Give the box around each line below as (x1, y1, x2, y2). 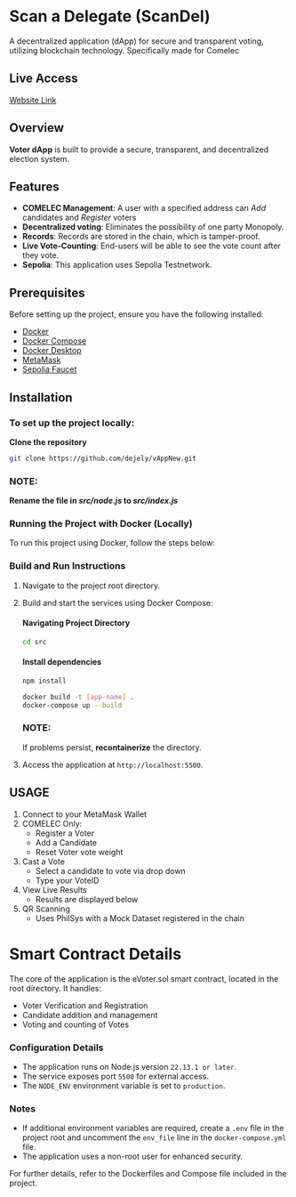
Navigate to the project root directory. (21, 580, 161, 591)
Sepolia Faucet (21, 364, 77, 375)
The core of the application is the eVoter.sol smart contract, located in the (9, 973, 279, 984)
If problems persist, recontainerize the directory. (21, 741, 202, 753)
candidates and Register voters (21, 212, 137, 223)
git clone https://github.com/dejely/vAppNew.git (9, 454, 197, 463)
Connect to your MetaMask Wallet (21, 808, 148, 820)
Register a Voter (35, 828, 95, 838)
